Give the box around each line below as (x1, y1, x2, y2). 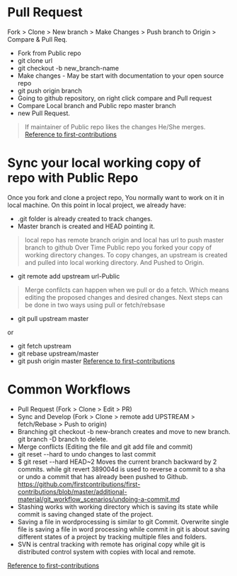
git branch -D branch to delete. (17, 435, 108, 443)
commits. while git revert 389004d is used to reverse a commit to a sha (17, 464, 226, 474)
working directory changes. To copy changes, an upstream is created (24, 250, 228, 259)
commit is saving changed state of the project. (17, 510, 154, 518)
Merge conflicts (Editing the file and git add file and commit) (17, 442, 193, 451)
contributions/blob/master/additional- (17, 487, 127, 495)
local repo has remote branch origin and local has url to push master (24, 235, 224, 244)
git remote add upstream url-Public (17, 271, 120, 280)
